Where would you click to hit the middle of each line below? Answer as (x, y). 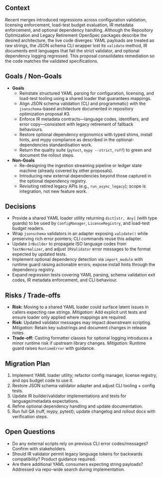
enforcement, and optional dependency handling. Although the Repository (79, 30)
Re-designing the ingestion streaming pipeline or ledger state (81, 165)
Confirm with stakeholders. (39, 448)
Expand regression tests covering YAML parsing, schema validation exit (84, 275)
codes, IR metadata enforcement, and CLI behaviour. (65, 280)
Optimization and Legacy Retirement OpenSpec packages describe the (76, 35)
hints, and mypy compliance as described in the (67, 139)
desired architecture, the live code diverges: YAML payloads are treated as (80, 40)
